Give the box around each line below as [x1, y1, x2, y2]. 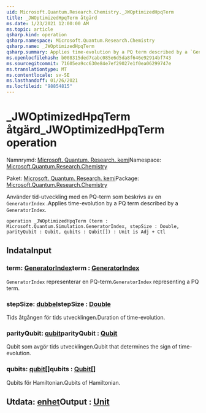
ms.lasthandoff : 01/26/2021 [6, 77, 78, 84]
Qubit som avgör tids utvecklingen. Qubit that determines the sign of [6, 343, 178, 350]
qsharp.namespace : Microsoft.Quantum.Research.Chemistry [6, 37, 155, 44]
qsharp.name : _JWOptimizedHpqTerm [6, 44, 95, 50]
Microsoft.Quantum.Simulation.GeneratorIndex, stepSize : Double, [6, 223, 180, 229]
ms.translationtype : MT [6, 66, 67, 73]
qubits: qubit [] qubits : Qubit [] [6, 365, 96, 374]
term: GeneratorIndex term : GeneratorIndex [6, 264, 140, 272]
